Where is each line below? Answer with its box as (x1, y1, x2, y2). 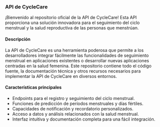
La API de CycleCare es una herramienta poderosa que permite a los (5, 47, 144, 53)
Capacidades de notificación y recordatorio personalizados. (12, 105, 133, 111)
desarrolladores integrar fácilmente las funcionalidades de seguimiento (5, 52, 149, 58)
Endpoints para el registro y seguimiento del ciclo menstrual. (12, 95, 135, 101)
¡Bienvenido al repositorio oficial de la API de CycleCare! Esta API (5, 15, 137, 21)
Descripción (5, 36, 31, 42)
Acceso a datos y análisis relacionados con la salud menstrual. (12, 111, 139, 117)
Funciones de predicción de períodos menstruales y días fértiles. (12, 101, 144, 106)
